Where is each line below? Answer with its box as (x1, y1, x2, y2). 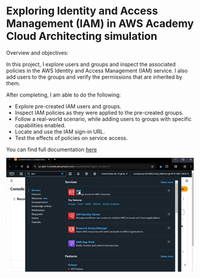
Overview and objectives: (6, 49, 68, 56)
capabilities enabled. (14, 121, 66, 129)
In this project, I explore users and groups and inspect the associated (6, 61, 176, 68)
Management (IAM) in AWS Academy (6, 17, 194, 30)
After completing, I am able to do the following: (6, 91, 121, 98)
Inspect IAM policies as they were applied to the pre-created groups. (14, 109, 184, 116)
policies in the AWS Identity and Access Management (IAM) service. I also (6, 67, 188, 74)
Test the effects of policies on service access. (14, 134, 128, 141)
